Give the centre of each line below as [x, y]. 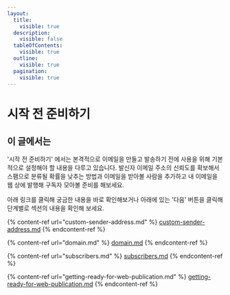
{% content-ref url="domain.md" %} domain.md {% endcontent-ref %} [107, 243]
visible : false [41, 39]
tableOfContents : [38, 45]
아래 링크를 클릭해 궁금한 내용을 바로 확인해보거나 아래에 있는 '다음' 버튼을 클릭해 [115, 200]
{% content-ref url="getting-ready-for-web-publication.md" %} [97, 277]
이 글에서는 [29, 141]
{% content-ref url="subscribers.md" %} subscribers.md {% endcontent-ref [115, 256]
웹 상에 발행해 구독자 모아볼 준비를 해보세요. [66, 185]
